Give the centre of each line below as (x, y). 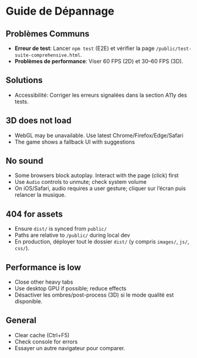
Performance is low (44, 267)
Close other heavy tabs (44, 282)
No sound (24, 161)
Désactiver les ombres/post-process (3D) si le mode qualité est (94, 295)
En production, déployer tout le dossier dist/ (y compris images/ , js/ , (102, 242)
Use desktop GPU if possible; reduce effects (70, 289)
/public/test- (174, 49)
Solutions (24, 80)
